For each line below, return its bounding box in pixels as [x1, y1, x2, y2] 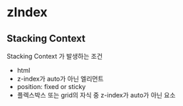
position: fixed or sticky [16, 83, 86, 90]
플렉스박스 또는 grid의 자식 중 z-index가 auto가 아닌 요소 [16, 91, 176, 99]
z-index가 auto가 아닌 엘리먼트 [16, 75, 104, 83]
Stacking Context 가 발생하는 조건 [6, 52, 103, 60]
